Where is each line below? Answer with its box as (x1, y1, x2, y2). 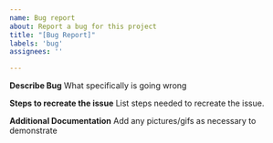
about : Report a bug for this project (9, 22, 157, 31)
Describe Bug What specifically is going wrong (9, 80, 187, 91)
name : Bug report (9, 13, 76, 23)
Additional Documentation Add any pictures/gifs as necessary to (9, 116, 257, 127)
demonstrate (9, 125, 58, 137)
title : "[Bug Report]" (9, 30, 96, 39)
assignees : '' (9, 47, 64, 56)
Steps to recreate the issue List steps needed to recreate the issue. (9, 97, 265, 109)
